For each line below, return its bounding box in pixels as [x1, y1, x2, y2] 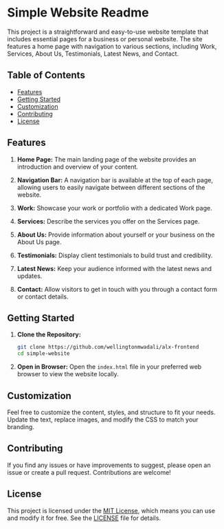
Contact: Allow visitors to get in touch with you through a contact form [16, 285, 218, 293]
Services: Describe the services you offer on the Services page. [16, 217, 200, 225]
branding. [7, 422, 34, 431]
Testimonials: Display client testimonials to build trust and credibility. [16, 251, 213, 259]
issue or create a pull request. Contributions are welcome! [7, 468, 172, 476]
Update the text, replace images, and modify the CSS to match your [7, 415, 199, 424]
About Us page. [16, 237, 62, 246]
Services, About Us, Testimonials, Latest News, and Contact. [7, 50, 179, 58]
